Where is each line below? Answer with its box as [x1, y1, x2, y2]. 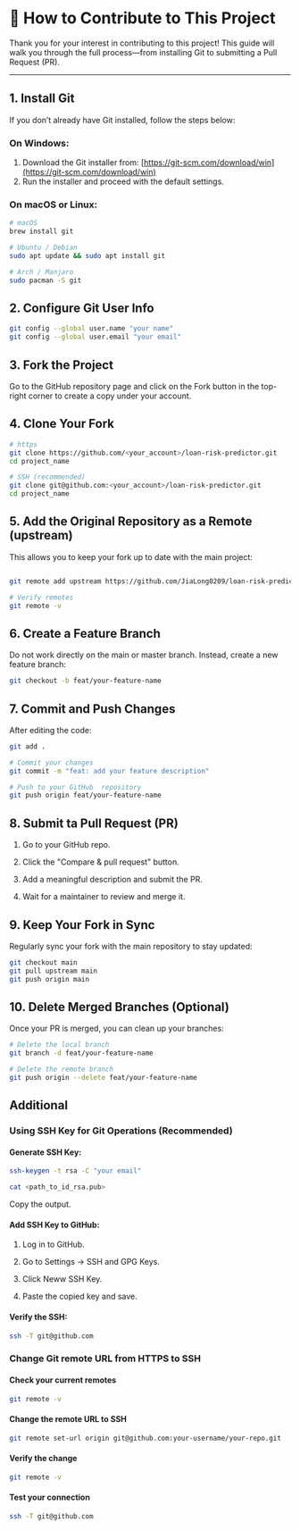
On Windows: [9, 137, 70, 149]
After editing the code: [9, 724, 92, 735]
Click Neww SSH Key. [21, 1274, 103, 1284]
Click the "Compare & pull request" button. [21, 857, 180, 867]
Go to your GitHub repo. [21, 840, 111, 850]
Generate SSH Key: [9, 1147, 82, 1158]
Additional [9, 1098, 69, 1113]
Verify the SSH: [9, 1311, 68, 1322]
